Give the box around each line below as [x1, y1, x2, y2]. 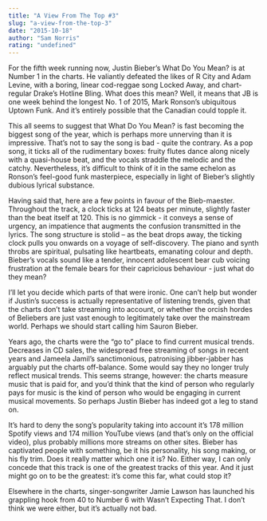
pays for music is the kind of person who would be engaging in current [8, 388, 241, 397]
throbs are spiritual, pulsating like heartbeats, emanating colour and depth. [8, 247, 253, 256]
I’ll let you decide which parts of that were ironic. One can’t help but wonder [8, 288, 257, 298]
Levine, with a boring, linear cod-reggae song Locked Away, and [8, 81, 221, 90]
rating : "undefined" [8, 41, 77, 49]
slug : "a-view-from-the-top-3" [8, 19, 112, 27]
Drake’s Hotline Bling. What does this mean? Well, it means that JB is [33, 89, 259, 98]
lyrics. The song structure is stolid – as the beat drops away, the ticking [8, 230, 242, 239]
